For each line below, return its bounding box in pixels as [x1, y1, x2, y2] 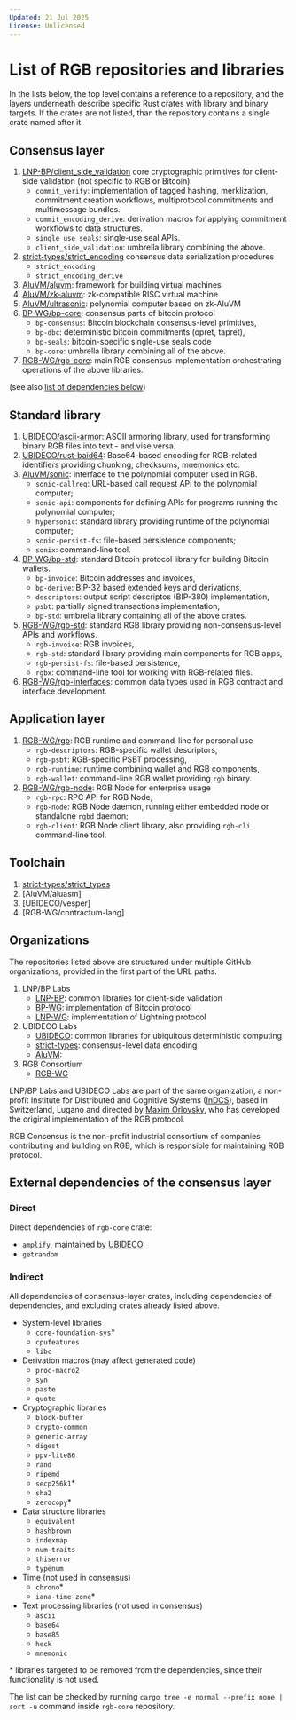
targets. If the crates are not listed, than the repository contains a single [9, 107, 270, 118]
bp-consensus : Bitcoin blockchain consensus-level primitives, [35, 317, 257, 329]
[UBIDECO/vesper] [21, 898, 91, 908]
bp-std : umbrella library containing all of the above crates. [35, 610, 247, 622]
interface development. [21, 686, 108, 697]
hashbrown [35, 1526, 73, 1536]
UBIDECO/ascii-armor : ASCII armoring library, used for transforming [21, 432, 271, 442]
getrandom [21, 1250, 59, 1259]
